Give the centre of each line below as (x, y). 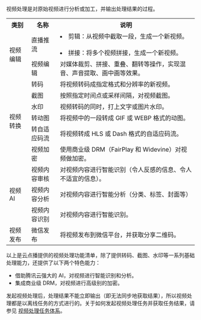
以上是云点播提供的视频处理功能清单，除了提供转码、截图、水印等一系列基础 (100, 255)
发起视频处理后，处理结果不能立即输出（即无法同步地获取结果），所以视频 (97, 296)
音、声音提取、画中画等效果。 (102, 73)
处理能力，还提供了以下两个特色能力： (53, 263)
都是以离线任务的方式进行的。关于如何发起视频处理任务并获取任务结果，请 (103, 303)
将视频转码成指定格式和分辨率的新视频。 (117, 84)
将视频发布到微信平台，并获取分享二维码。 (120, 235)
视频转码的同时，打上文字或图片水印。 (114, 107)
